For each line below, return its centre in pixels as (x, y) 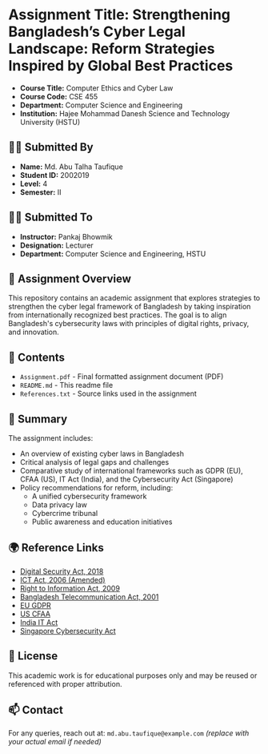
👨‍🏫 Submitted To (51, 218)
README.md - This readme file (66, 385)
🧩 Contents (37, 357)
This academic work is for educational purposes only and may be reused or (133, 675)
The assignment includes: (51, 438)
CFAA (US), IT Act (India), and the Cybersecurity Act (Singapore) (126, 479)
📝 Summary (38, 419)
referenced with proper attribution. (65, 683)
